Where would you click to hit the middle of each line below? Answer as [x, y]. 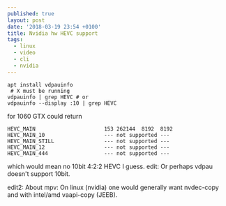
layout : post [26, 20]
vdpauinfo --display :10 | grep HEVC [62, 103]
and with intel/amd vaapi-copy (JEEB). [62, 194]
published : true [31, 14]
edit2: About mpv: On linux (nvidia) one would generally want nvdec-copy [113, 187]
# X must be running [40, 91]
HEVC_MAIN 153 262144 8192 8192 [90, 129]
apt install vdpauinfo [40, 84]
